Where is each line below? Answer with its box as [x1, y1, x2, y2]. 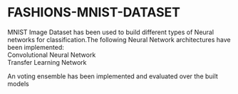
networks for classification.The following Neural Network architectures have [7, 35, 231, 43]
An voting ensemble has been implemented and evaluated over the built [7, 72, 219, 80]
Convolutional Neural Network [7, 51, 96, 59]
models [7, 79, 30, 88]
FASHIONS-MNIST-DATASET [7, 4, 180, 21]
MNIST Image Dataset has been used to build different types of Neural [7, 28, 214, 36]
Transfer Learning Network [7, 58, 87, 66]
